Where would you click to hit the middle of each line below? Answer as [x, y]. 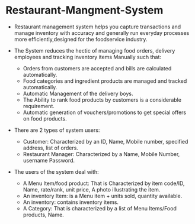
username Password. [49, 160]
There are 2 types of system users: [57, 130]
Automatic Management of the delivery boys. [78, 93]
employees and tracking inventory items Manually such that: [87, 57]
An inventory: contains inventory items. [71, 202]
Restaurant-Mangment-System [84, 10]
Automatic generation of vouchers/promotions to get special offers [105, 112]
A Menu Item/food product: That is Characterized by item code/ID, [104, 183]
